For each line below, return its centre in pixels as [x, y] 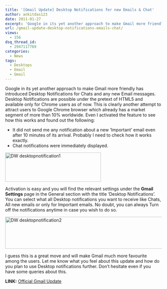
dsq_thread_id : [21, 42]
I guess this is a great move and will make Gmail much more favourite [76, 256]
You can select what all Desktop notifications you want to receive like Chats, [83, 199]
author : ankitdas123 [27, 14]
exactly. [20, 140]
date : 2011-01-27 [23, 19]
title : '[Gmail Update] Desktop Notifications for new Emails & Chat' [80, 10]
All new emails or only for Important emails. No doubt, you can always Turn [82, 205]
